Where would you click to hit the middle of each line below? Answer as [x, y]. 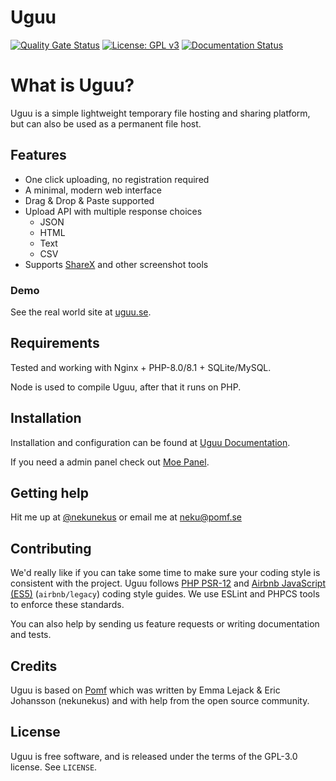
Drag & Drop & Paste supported [89, 200]
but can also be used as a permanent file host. [106, 123]
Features [38, 155]
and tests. [31, 635]
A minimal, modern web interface [93, 190]
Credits [34, 666]
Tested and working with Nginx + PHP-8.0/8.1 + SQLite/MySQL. [141, 367]
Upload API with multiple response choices [113, 211]
